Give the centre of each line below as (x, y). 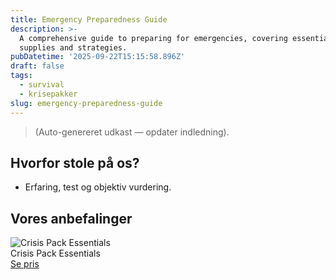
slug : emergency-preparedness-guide (86, 103)
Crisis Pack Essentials (55, 253)
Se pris (25, 264)
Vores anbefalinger (71, 218)
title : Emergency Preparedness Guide (89, 19)
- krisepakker (48, 94)
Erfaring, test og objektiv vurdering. (98, 187)
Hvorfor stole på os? (75, 162)
